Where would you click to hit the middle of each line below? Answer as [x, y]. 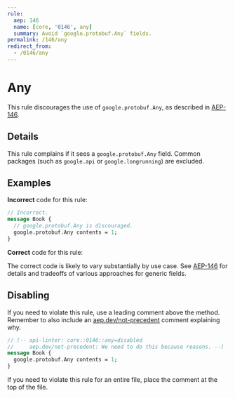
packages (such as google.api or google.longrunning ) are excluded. [106, 161]
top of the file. [27, 387]
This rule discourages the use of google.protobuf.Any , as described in [109, 107]
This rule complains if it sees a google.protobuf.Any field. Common [104, 153]
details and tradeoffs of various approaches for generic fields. [97, 273]
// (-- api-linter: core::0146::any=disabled [75, 340]
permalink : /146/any [38, 40]
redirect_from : [29, 46]
